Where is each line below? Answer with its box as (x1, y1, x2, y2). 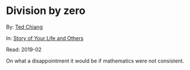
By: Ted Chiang (6, 23, 43, 30)
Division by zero (6, 4, 86, 17)
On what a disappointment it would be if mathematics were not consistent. (6, 57, 185, 64)
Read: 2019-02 (6, 45, 42, 53)
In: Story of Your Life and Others (6, 34, 84, 41)
